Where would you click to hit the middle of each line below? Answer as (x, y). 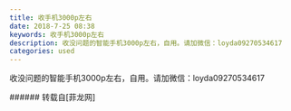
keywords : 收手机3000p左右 (57, 34)
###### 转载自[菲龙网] (53, 97)
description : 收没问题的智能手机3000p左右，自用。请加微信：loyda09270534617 (146, 43)
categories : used (42, 51)
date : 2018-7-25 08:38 (52, 26)
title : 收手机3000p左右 (51, 18)
